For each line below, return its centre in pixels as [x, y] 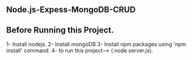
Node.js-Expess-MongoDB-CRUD [71, 10]
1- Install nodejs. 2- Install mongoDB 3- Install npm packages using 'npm [96, 45]
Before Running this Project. [60, 30]
